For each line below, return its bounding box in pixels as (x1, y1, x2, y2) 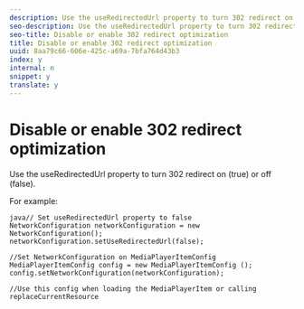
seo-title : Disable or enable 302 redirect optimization (9, 30, 229, 39)
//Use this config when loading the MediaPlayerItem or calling (9, 284, 257, 294)
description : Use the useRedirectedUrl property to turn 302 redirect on (9, 13, 294, 23)
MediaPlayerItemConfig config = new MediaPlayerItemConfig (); (9, 260, 253, 269)
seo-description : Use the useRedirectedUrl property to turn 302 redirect (9, 22, 298, 31)
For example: (9, 195, 59, 206)
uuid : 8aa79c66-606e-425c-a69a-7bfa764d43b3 (9, 47, 180, 56)
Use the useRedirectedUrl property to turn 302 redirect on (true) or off (9, 168, 271, 179)
